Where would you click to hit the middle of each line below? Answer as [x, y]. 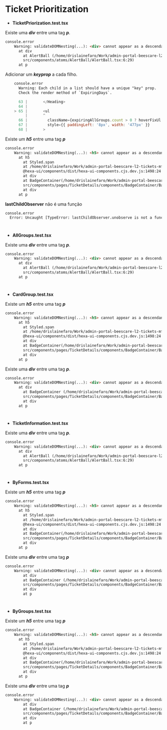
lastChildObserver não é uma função [44, 204]
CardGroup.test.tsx [33, 294]
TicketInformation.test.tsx [40, 423]
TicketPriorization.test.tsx [40, 23]
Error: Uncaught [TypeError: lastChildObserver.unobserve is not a [81, 218]
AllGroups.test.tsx [32, 235]
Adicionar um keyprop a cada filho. [41, 74]
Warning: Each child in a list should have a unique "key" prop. [87, 88]
